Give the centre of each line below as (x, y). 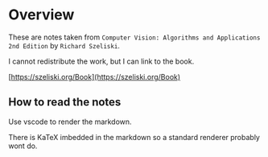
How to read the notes (65, 102)
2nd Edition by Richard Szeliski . (64, 45)
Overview (41, 15)
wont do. (23, 146)
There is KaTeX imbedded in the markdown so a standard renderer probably (134, 137)
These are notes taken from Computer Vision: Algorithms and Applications (134, 37)
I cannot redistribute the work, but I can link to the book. (101, 61)
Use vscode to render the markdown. (70, 122)
